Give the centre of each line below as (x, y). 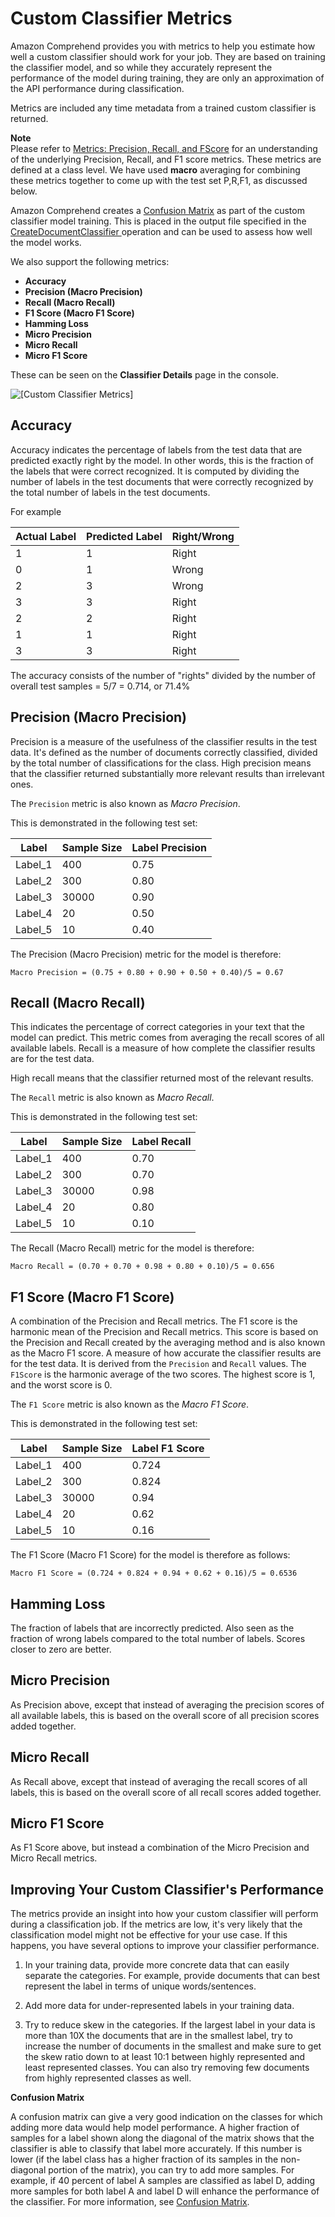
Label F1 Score (168, 1449)
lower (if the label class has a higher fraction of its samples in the (144, 2159)
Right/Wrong (203, 536)
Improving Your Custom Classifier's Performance (167, 1889)
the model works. (46, 242)
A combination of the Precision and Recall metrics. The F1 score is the (154, 1321)
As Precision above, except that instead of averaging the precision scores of (167, 1704)
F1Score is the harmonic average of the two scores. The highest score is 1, (163, 1374)
